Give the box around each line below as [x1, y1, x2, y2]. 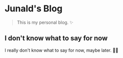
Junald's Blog [4, 3, 63, 14]
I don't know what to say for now [4, 34, 108, 43]
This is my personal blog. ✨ [16, 19, 74, 25]
